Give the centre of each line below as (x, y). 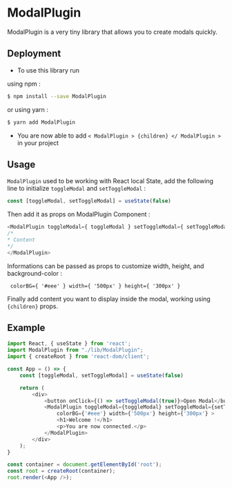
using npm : (24, 84)
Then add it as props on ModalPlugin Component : (79, 214)
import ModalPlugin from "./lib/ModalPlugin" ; (75, 350)
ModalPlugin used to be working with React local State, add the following (110, 181)
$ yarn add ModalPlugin (41, 122)
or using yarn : (28, 109)
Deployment (34, 54)
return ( (32, 388)
